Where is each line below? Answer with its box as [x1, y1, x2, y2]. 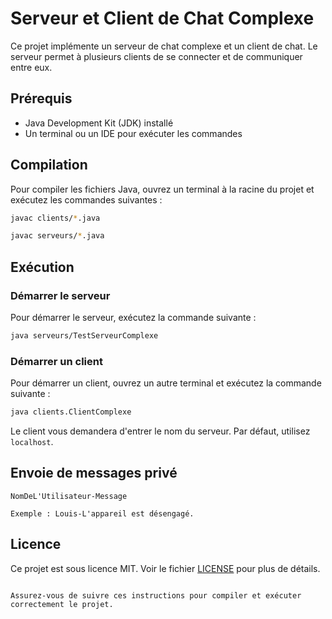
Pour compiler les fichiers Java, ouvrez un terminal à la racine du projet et [10, 183, 315, 195]
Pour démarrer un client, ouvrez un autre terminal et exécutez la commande [10, 377, 322, 389]
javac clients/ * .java [10, 213, 101, 223]
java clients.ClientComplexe [10, 407, 132, 417]
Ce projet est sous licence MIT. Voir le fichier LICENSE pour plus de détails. [10, 562, 321, 574]
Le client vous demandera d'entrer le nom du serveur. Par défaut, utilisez [10, 425, 311, 437]
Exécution [10, 258, 75, 276]
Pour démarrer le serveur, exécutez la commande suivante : [10, 312, 257, 323]
